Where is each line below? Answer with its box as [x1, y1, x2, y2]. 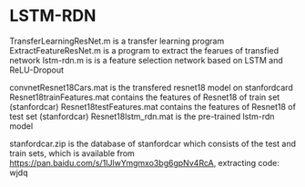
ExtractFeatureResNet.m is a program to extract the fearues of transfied [9, 44, 280, 55]
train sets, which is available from [9, 147, 135, 159]
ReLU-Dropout [9, 64, 65, 75]
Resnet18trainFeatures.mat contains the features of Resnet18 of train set [9, 92, 280, 103]
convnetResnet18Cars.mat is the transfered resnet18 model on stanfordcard [9, 82, 293, 93]
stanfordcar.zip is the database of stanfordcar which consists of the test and [9, 138, 296, 149]
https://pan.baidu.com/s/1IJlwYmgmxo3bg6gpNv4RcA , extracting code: [9, 157, 280, 168]
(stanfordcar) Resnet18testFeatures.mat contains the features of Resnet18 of [9, 101, 296, 112]
